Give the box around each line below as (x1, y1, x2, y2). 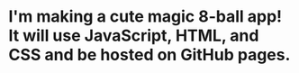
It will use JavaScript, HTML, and (8, 25, 259, 46)
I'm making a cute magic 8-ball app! (8, 6, 283, 27)
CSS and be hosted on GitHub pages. (8, 45, 291, 65)
